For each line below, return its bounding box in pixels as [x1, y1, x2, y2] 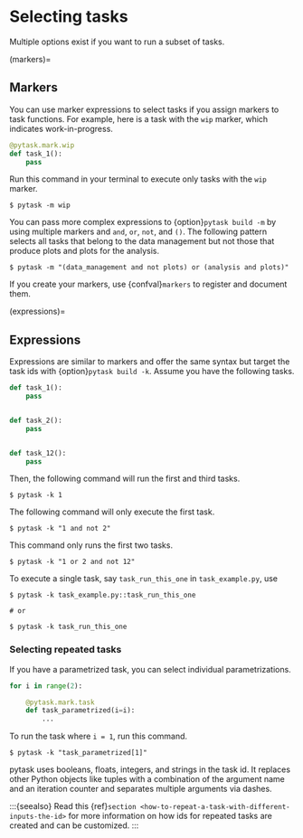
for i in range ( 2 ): [9, 681, 83, 691]
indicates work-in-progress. [9, 123, 113, 134]
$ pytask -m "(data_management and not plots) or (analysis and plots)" [9, 263, 289, 272]
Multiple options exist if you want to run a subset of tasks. [9, 36, 225, 47]
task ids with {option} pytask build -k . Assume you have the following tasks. [9, 366, 295, 377]
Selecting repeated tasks [9, 644, 122, 656]
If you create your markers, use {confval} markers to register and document [9, 278, 288, 290]
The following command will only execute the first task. [9, 506, 215, 517]
